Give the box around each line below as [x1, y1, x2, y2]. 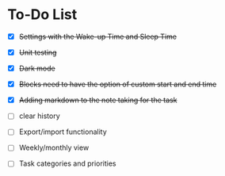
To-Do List [7, 6, 78, 24]
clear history [18, 111, 60, 121]
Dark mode [18, 63, 56, 73]
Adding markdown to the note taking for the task [18, 95, 177, 105]
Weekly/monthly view [18, 143, 90, 152]
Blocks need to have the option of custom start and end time [18, 79, 217, 89]
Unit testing [18, 48, 57, 57]
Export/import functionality [18, 127, 108, 136]
